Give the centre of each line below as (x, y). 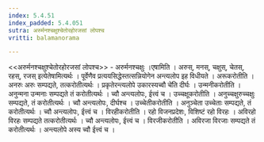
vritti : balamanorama (44, 38)
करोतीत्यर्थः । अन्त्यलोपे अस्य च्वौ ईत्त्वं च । (62, 130)
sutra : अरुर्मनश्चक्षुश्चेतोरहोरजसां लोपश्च (56, 30)
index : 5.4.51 (32, 15)
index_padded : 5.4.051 (46, 23)
